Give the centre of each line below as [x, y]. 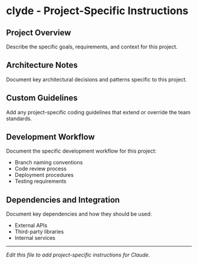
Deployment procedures [44, 175]
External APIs [31, 226]
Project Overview [39, 33]
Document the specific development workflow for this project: [81, 151]
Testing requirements [40, 181]
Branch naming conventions [49, 163]
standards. [19, 118]
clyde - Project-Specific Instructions [97, 11]
